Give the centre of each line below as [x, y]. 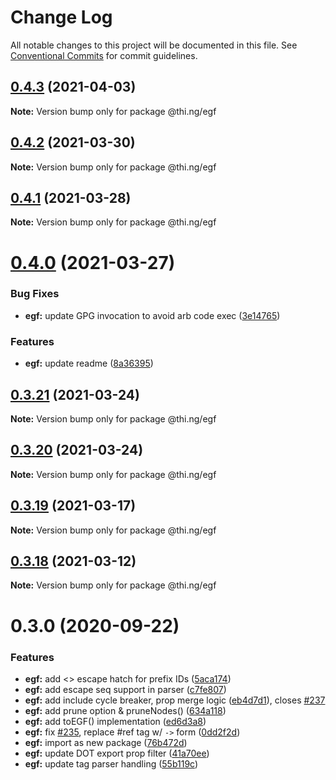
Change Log [61, 17]
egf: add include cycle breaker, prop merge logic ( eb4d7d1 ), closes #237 [175, 700]
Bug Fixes [35, 294]
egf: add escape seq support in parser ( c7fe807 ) [125, 689]
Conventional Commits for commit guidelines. [104, 55]
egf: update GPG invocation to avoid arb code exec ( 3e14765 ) [152, 315]
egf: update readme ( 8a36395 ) [89, 363]
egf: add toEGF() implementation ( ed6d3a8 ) [115, 721]
